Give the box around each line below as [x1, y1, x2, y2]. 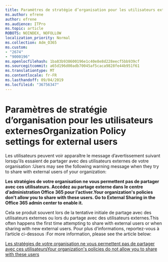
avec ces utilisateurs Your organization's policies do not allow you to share [5, 246, 157, 252]
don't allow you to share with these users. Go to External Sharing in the [5, 194, 156, 200]
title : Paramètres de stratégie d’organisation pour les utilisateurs [5, 7, 155, 13]
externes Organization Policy [5, 125, 126, 136]
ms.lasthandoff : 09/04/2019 [5, 77, 64, 82]
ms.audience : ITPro [5, 21, 46, 27]
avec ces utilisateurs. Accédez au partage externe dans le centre [5, 184, 143, 190]
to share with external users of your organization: [5, 168, 106, 174]
